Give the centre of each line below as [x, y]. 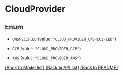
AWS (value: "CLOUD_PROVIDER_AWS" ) [46, 58]
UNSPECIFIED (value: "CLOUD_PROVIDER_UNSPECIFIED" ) [64, 39]
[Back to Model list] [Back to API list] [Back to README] [61, 67]
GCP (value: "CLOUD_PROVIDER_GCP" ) [46, 48]
